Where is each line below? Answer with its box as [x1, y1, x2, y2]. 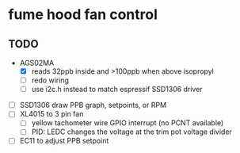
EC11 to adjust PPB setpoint [19, 136, 109, 146]
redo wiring [31, 75, 70, 85]
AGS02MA [19, 58, 55, 67]
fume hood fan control [8, 6, 158, 24]
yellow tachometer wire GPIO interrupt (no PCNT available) [31, 118, 224, 128]
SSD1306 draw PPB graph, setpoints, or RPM [19, 101, 167, 110]
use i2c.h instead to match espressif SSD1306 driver [31, 85, 204, 94]
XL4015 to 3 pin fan [19, 109, 84, 119]
